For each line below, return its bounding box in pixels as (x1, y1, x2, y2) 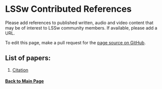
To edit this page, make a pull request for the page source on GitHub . (5, 39, 146, 45)
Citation (12, 67, 29, 73)
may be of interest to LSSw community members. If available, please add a (5, 25, 158, 30)
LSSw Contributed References (5, 3, 132, 15)
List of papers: (5, 54, 51, 62)
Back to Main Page (5, 78, 44, 84)
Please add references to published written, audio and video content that (5, 20, 154, 26)
